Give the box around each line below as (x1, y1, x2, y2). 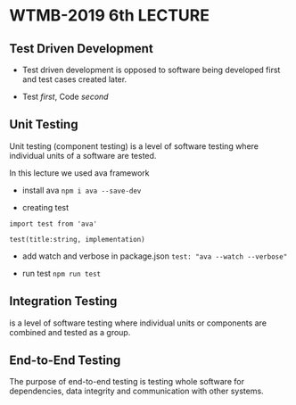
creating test (21, 202, 70, 212)
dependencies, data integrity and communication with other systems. (9, 385, 265, 397)
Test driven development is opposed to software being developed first (21, 64, 281, 75)
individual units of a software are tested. (9, 150, 157, 161)
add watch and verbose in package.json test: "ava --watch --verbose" (21, 251, 288, 261)
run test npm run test (21, 268, 101, 278)
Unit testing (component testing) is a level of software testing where (9, 140, 259, 152)
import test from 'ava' (9, 219, 98, 228)
